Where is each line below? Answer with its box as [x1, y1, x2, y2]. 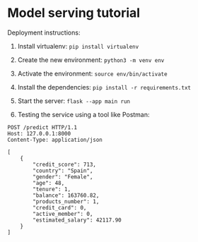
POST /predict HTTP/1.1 [7, 123, 78, 131]
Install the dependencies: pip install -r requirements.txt [17, 83, 191, 91]
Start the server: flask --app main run [17, 97, 131, 105]
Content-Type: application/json [7, 136, 103, 143]
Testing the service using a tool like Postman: [17, 110, 150, 119]
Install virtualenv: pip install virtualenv [17, 42, 139, 50]
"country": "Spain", [33, 167, 93, 174]
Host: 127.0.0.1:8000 [7, 130, 71, 137]
